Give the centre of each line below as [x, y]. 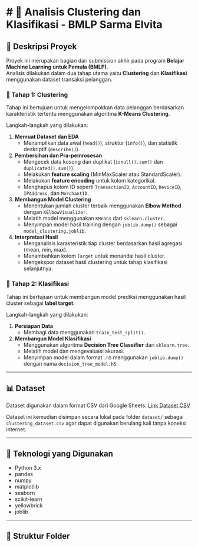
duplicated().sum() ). [49, 168]
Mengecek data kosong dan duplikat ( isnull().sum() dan [93, 162]
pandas [24, 474]
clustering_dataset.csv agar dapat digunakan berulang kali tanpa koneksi [96, 423]
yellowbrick [29, 506]
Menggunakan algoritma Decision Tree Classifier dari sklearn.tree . [106, 344]
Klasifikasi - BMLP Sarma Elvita [85, 25]
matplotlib [27, 487]
